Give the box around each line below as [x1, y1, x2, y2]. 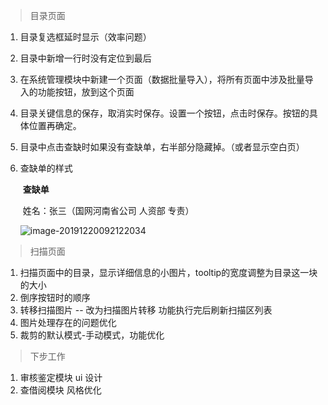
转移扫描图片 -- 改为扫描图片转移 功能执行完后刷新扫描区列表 [19, 304, 273, 316]
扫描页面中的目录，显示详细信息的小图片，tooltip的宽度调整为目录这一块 [19, 267, 318, 278]
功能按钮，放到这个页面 [37, 86, 135, 98]
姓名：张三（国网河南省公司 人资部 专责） [22, 205, 195, 216]
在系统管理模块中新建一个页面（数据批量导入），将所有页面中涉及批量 [19, 74, 305, 85]
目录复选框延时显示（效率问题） [19, 31, 152, 43]
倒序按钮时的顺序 [19, 292, 91, 303]
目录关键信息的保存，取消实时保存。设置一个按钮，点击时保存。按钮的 [19, 107, 310, 119]
